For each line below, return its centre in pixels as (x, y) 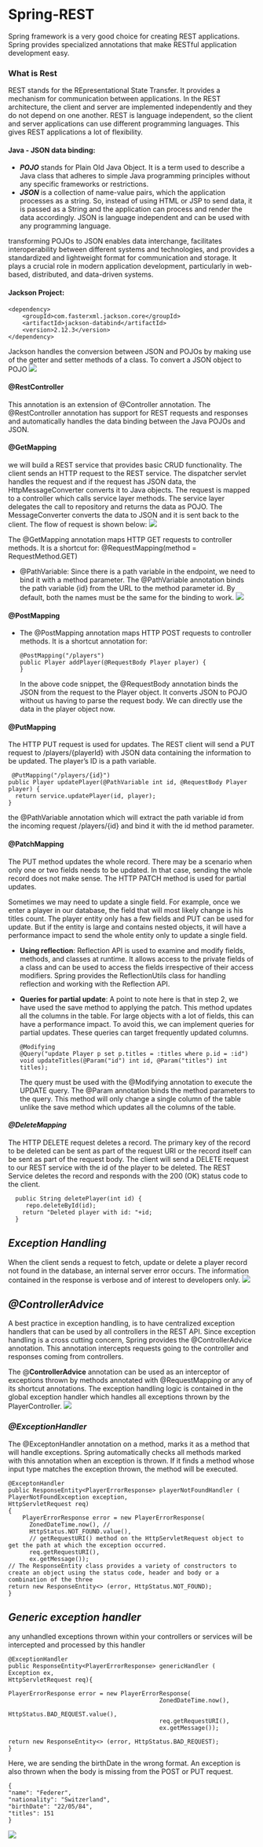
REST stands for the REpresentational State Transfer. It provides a (114, 90)
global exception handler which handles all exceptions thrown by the (119, 1397)
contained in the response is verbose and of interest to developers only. (124, 1280)
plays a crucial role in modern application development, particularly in (121, 266)
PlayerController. (35, 1406)
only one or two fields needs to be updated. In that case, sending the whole (130, 870)
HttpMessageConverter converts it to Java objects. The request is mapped (129, 490)
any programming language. (65, 226)
